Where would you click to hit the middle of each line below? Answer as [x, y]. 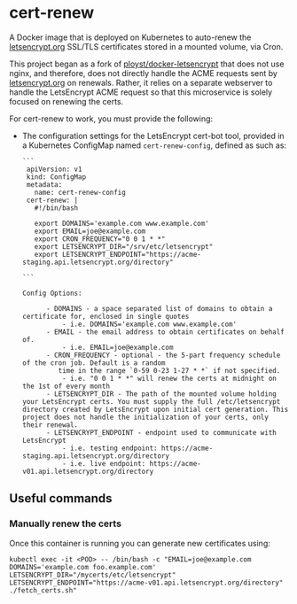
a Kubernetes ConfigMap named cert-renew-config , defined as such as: [154, 145]
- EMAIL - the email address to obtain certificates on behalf [165, 332]
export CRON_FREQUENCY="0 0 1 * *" [100, 239]
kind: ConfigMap [56, 177]
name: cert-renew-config [80, 192]
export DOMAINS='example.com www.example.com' [122, 223]
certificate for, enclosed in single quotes [106, 316]
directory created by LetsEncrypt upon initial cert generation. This [155, 409]
